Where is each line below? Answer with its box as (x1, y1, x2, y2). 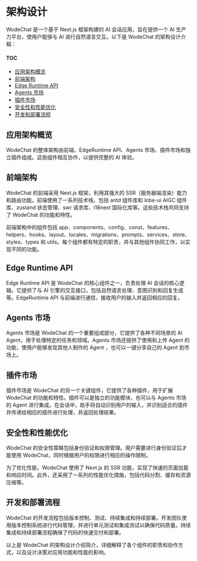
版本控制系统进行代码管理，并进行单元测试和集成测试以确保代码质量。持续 (11, 521, 191, 528)
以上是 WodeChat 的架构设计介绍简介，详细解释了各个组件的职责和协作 (6, 541, 179, 548)
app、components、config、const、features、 (58, 223, 173, 230)
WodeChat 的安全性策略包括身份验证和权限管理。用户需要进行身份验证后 (6, 444, 182, 451)
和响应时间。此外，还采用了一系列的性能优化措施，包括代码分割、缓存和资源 (6, 471, 191, 478)
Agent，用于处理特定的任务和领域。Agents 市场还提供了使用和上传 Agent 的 (6, 336, 190, 344)
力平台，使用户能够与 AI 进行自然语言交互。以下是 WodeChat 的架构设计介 (6, 33, 186, 40)
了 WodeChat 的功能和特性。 (6, 211, 76, 218)
